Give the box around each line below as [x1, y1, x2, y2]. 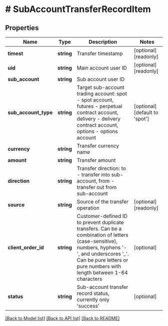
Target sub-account [76, 84, 124, 91]
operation [76, 204, 100, 211]
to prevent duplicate [76, 219, 124, 226]
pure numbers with [76, 263, 121, 270]
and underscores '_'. [80, 250, 129, 257]
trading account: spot [76, 90, 127, 97]
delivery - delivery [76, 116, 121, 122]
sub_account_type [7, 109, 53, 116]
